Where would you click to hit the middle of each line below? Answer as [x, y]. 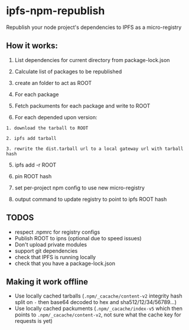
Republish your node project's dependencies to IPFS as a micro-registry [94, 27]
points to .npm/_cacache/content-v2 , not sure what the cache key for [98, 315]
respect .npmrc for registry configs [57, 232]
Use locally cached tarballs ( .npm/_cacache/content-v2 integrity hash [98, 296]
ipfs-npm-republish [56, 11]
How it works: [32, 46]
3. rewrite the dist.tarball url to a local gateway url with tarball [95, 149]
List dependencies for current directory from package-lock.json [92, 60]
